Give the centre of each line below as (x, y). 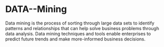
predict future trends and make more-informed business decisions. (75, 39)
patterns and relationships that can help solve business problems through (82, 28)
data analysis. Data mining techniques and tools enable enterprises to (78, 33)
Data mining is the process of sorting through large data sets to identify (80, 23)
